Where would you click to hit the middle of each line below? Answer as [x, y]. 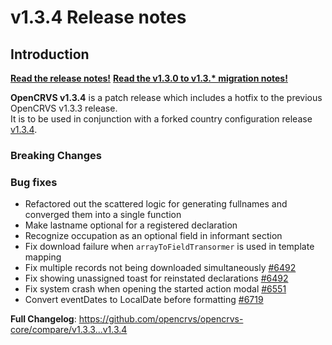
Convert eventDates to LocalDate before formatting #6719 [144, 300]
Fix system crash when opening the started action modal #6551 [155, 289]
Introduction [50, 54]
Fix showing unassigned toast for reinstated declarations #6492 [156, 278]
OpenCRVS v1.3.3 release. [64, 108]
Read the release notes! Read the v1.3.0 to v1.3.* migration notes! [149, 78]
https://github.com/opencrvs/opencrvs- [161, 319]
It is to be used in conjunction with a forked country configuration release [161, 119]
